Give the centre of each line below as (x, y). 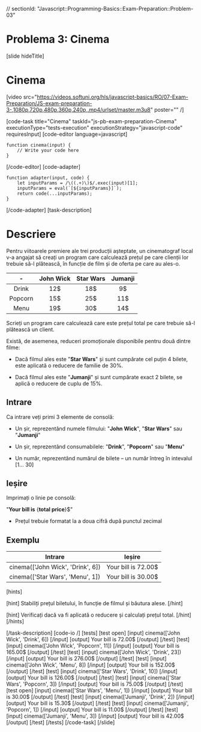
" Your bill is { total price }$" (40, 510)
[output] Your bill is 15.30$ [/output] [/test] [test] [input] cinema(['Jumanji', (97, 703)
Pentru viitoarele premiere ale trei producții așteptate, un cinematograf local (100, 251)
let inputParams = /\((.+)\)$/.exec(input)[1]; (77, 183)
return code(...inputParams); (55, 194)
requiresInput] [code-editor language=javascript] (67, 134)
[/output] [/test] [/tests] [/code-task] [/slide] (61, 722)
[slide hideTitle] (25, 56)
